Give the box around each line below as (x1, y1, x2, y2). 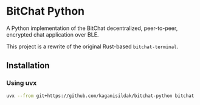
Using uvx (6, 79, 37, 87)
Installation (6, 60, 50, 71)
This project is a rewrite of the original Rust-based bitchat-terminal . (6, 43, 179, 50)
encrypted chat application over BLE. (6, 31, 99, 38)
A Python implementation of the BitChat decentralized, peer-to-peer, (6, 24, 178, 32)
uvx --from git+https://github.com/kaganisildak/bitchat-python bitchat (6, 93, 195, 99)
